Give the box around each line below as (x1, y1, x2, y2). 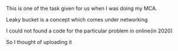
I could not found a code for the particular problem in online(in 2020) (6, 27, 173, 34)
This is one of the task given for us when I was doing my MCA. (6, 5, 157, 12)
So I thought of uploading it (6, 39, 72, 45)
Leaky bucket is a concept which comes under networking (6, 16, 148, 23)
